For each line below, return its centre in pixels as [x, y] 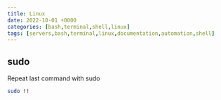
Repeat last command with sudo [54, 78]
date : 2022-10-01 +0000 [42, 20]
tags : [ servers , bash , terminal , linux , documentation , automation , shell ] [111, 33]
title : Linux [26, 14]
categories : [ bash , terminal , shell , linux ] [69, 27]
